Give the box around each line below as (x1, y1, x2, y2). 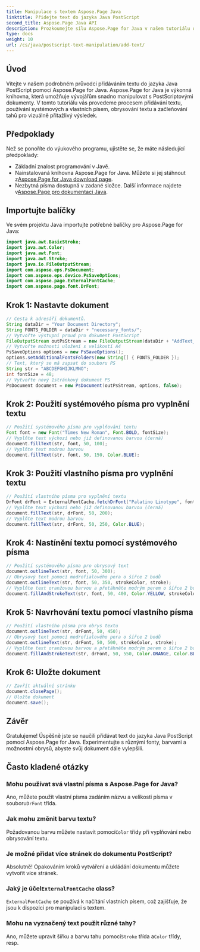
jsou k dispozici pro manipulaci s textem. (6, 904, 106, 911)
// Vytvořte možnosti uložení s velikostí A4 (6, 344, 121, 350)
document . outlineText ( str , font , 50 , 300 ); (6, 568, 116, 575)
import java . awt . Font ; (6, 250, 62, 257)
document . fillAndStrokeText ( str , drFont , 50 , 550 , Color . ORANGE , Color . (6, 651, 190, 657)
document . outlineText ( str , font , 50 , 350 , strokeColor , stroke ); (6, 580, 172, 586)
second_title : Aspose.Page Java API (6, 20, 97, 26)
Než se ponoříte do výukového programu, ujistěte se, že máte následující (6, 144, 185, 152)
